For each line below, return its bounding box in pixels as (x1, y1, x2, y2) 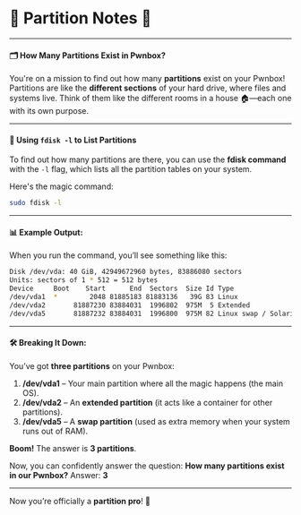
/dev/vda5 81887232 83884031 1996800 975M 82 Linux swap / (9, 309, 267, 318)
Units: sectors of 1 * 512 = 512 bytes (9, 276, 159, 285)
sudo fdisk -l (9, 199, 63, 208)
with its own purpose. (9, 106, 90, 116)
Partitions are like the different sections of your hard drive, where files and (9, 82, 287, 93)
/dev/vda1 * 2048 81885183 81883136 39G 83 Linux (9, 293, 239, 302)
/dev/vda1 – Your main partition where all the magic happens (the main (21, 378, 284, 389)
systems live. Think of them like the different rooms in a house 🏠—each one (9, 93, 292, 104)
